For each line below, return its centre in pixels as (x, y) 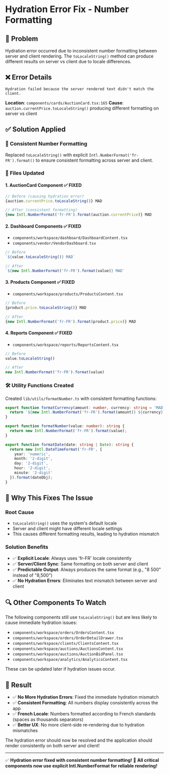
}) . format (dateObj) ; (31, 477)
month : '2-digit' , (33, 459)
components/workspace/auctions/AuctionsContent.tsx (68, 649)
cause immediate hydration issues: (41, 623)
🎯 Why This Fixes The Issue (49, 498)
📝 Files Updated (25, 173)
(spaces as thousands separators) (48, 719)
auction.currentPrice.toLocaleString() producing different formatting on (82, 108)
